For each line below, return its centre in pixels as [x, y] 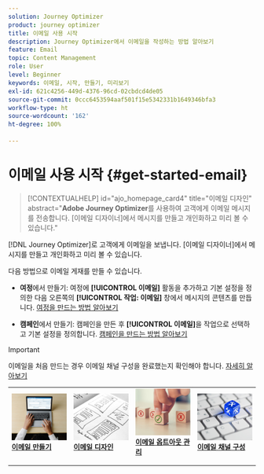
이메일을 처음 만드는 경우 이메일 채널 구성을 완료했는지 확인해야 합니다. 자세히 [126, 366]
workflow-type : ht [38, 108]
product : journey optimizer [54, 25]
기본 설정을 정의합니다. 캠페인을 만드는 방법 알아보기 [108, 333]
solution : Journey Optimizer [56, 17]
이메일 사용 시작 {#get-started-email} [128, 175]
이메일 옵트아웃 [159, 442]
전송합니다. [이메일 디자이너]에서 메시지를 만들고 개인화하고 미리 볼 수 [142, 218]
